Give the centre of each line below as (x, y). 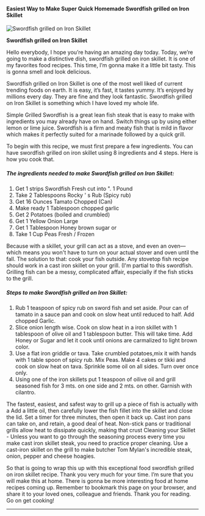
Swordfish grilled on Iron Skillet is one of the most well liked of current (95, 84)
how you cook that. (31, 160)
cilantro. (25, 393)
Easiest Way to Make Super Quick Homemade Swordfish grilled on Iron (98, 9)
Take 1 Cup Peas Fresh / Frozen (55, 234)
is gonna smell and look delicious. (49, 72)
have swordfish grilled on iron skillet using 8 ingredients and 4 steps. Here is (102, 153)
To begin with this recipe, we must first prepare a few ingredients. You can (100, 146)
